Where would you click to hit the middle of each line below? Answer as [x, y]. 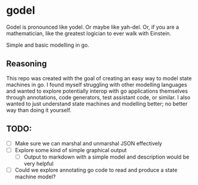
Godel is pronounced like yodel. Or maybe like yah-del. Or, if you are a [93, 27]
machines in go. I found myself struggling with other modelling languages [97, 84]
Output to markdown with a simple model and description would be [106, 157]
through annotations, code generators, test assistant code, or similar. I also [98, 97]
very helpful [39, 163]
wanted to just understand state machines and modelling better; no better [97, 104]
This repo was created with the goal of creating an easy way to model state [99, 78]
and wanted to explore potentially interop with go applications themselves [97, 91]
